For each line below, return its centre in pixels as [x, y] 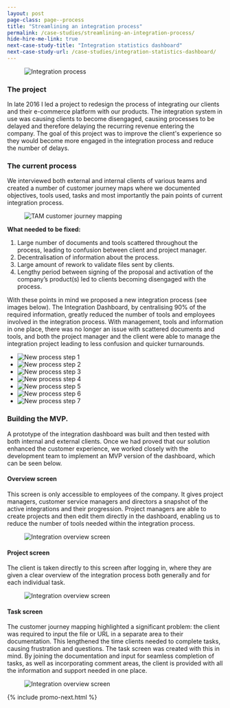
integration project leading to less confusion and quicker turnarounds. [106, 344]
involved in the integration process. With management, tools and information [115, 322]
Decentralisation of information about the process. [88, 257]
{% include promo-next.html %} [52, 697]
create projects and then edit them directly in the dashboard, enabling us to [114, 516]
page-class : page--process [46, 20]
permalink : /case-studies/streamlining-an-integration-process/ [101, 33]
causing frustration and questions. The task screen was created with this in [114, 649]
